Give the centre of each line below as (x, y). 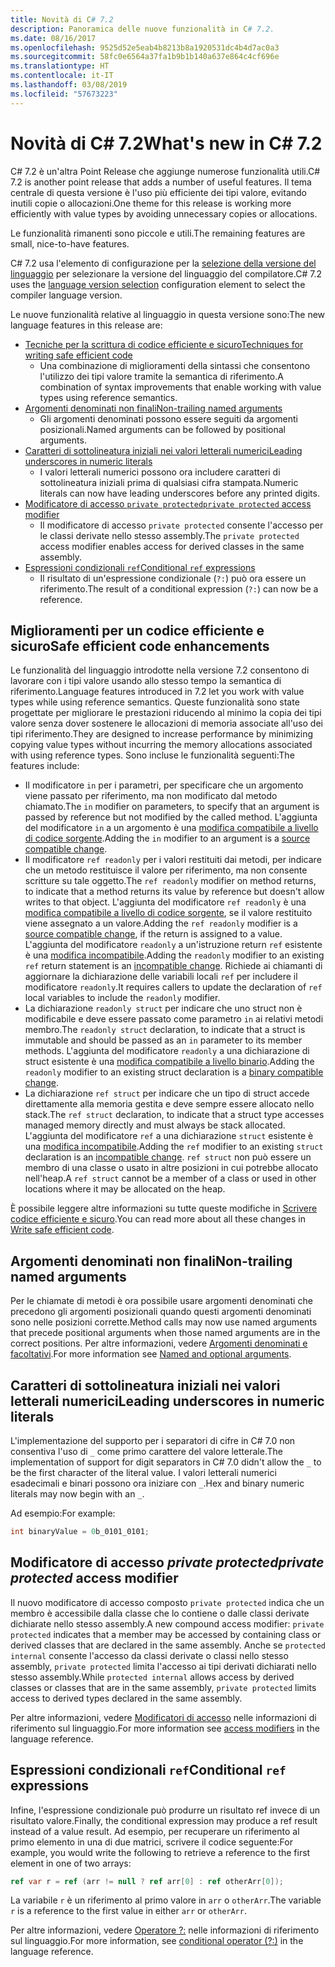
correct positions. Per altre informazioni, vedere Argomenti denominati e (159, 1343)
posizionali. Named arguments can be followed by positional (162, 429)
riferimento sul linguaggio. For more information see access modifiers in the (165, 1728)
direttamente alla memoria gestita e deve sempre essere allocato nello (169, 1104)
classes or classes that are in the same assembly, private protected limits (163, 1687)
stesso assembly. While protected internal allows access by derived (152, 1677)
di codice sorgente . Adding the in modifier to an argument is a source (167, 838)
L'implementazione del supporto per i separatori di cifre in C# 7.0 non (153, 1440)
